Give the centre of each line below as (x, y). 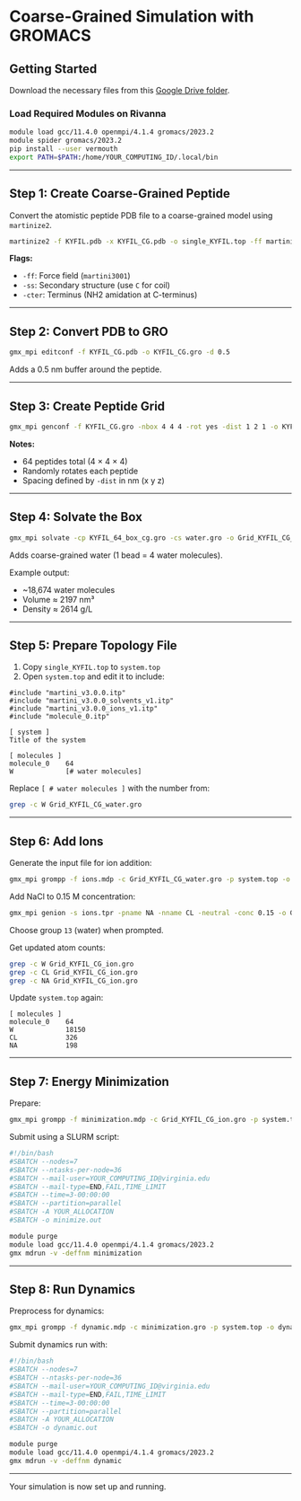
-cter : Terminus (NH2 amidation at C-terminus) (110, 295)
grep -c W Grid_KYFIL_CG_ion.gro (72, 964)
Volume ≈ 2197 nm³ (58, 599)
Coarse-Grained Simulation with (132, 17)
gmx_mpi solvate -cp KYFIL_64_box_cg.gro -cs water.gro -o (122, 538)
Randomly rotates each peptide (80, 471)
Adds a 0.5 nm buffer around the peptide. (86, 369)
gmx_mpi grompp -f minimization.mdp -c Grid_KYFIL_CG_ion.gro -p (133, 1120)
